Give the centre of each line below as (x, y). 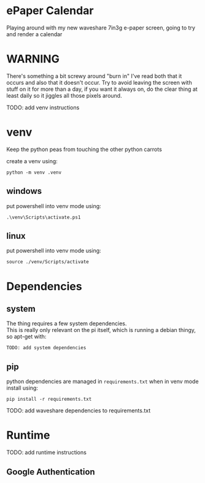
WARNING (33, 59)
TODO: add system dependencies (46, 348)
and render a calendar (34, 34)
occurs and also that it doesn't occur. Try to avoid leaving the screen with (99, 82)
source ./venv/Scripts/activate (48, 262)
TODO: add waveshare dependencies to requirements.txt (79, 411)
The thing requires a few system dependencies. (67, 323)
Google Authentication (51, 472)
